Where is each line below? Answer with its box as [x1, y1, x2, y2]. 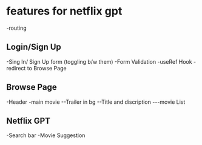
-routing [6, 24, 27, 32]
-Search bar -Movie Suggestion [6, 132, 86, 139]
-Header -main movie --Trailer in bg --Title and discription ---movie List [6, 98, 186, 106]
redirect [6, 64, 26, 72]
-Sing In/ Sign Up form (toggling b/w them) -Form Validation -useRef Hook [6, 58, 192, 65]
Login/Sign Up [6, 42, 62, 52]
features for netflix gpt [6, 4, 123, 18]
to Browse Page [27, 64, 67, 72]
